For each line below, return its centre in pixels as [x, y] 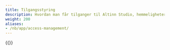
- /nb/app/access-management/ [37, 28]
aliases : [14, 24]
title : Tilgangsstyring [30, 10]
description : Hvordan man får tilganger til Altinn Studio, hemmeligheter [86, 14]
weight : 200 [18, 19]
